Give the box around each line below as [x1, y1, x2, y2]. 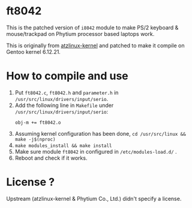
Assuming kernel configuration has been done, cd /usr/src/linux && [14, 130, 186, 137]
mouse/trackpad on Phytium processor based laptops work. [6, 30, 155, 37]
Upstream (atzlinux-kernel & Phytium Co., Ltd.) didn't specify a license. [6, 195, 182, 202]
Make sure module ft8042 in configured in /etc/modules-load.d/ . [14, 148, 177, 155]
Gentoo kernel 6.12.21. [6, 48, 61, 55]
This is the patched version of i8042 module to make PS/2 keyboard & [6, 24, 179, 31]
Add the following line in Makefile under [14, 102, 114, 109]
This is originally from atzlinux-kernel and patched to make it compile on [6, 42, 185, 49]
